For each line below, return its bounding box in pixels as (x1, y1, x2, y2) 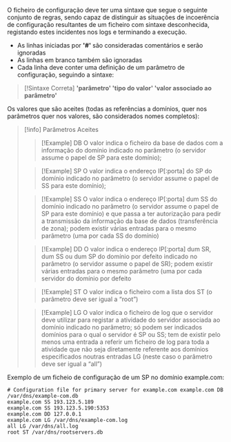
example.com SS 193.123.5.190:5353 (7, 405, 110, 412)
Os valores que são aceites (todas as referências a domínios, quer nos (7, 105, 208, 113)
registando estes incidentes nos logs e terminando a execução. (7, 28, 188, 36)
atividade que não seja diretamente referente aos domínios (41, 345, 209, 353)
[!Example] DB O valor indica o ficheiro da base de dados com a (41, 139, 223, 147)
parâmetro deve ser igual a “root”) (41, 295, 139, 303)
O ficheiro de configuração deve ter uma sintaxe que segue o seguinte (7, 6, 208, 14)
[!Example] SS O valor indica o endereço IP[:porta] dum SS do (41, 195, 218, 203)
